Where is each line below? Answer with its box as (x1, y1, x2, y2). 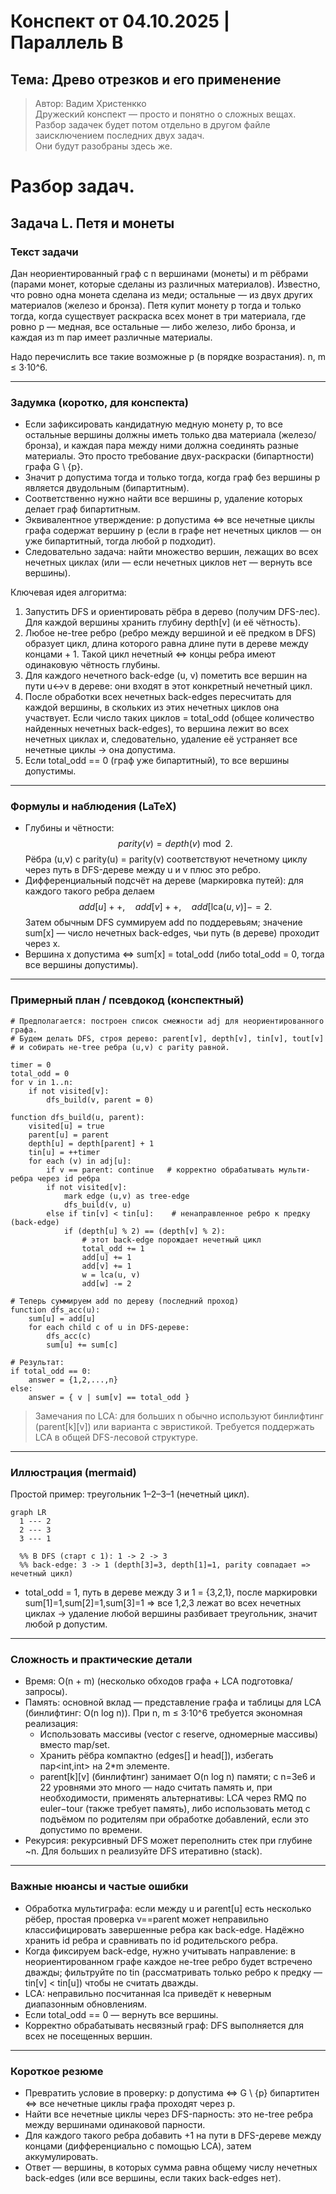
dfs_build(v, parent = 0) (46, 1095, 155, 1105)
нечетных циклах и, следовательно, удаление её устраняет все (24, 733, 298, 745)
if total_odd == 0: (10, 1366, 92, 1376)
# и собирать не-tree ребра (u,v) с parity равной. (10, 1042, 230, 1052)
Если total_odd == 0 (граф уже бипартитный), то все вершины (24, 755, 290, 767)
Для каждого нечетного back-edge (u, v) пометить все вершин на (24, 670, 308, 682)
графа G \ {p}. (24, 461, 83, 473)
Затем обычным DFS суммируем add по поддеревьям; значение (24, 916, 303, 929)
